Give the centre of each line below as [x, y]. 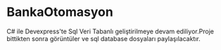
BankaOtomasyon [60, 12]
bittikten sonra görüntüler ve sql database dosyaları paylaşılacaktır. [104, 38]
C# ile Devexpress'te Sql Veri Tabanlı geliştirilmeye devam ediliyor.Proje [110, 31]
